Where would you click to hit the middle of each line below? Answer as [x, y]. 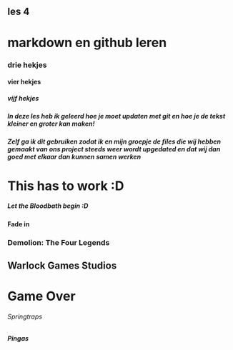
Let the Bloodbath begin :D [48, 206]
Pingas [18, 339]
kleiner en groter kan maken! [51, 124]
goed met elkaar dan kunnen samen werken [74, 157]
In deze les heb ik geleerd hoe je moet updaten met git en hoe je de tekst [116, 116]
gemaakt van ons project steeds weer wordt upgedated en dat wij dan [114, 149]
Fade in [19, 224]
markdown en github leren [87, 42]
